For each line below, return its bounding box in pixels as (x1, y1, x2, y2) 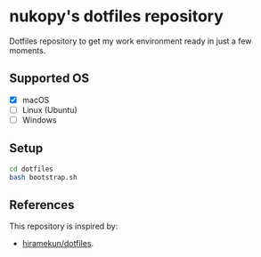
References (9, 197, 75, 213)
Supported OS (9, 71, 90, 86)
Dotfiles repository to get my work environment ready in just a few (9, 36, 252, 46)
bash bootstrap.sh (9, 173, 77, 181)
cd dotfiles (9, 165, 53, 173)
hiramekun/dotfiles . (21, 238, 94, 249)
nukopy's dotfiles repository (9, 6, 224, 27)
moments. (9, 44, 46, 55)
